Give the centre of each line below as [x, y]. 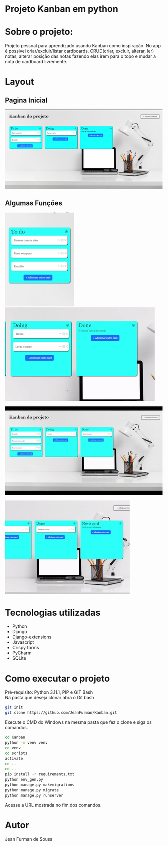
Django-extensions [32, 637]
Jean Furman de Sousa [29, 839]
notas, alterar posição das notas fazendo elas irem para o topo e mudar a [81, 56]
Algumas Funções [34, 203]
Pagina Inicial [26, 100]
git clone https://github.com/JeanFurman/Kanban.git [61, 713]
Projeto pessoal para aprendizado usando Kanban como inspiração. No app [83, 46]
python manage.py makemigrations [40, 785]
